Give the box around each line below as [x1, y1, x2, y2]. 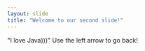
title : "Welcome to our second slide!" [7, 17, 124, 24]
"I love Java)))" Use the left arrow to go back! [7, 36, 139, 44]
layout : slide [7, 10, 49, 17]
